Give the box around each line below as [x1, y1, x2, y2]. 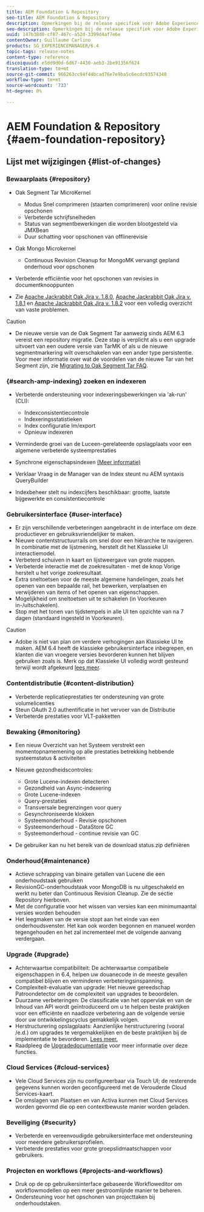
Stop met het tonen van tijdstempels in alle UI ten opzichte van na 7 [15, 608, 184, 615]
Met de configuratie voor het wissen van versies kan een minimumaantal [15, 903, 197, 910]
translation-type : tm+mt [6, 65, 69, 72]
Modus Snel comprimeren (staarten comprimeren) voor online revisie [24, 200, 197, 207]
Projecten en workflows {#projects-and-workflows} [6, 1166, 163, 1175]
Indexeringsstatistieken [24, 416, 83, 423]
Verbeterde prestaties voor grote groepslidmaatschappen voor [15, 1145, 172, 1152]
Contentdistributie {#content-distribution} [6, 679, 135, 688]
